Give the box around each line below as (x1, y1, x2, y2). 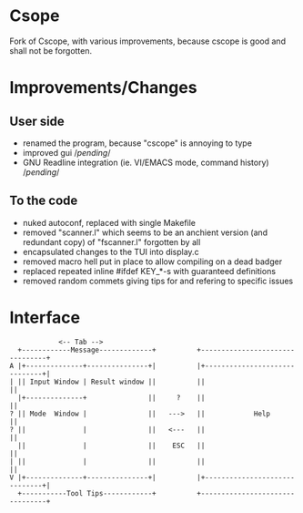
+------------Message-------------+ (17, 345, 157, 354)
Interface (9, 307, 80, 328)
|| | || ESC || (17, 441, 206, 450)
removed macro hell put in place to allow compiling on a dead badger (22, 256, 283, 267)
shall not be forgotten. (9, 45, 93, 56)
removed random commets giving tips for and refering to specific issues (22, 275, 294, 286)
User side (9, 113, 66, 128)
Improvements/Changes (9, 77, 197, 98)
